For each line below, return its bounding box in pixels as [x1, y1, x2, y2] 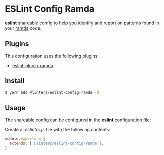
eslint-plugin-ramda [12, 62, 53, 68]
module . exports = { [5, 136, 46, 141]
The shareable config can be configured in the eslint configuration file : [5, 117, 151, 123]
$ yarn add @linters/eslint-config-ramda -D [5, 90, 99, 95]
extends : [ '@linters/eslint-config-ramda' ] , [9, 141, 104, 146]
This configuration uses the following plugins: [5, 53, 99, 59]
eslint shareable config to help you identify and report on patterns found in [5, 20, 159, 26]
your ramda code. [5, 25, 42, 31]
